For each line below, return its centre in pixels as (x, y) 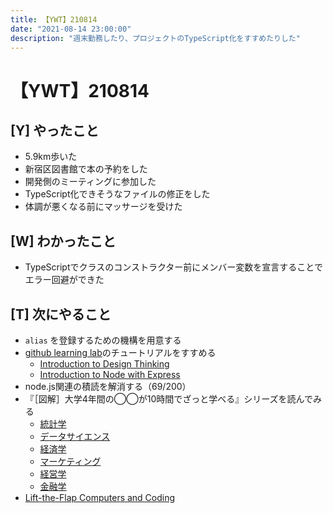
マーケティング (70, 461)
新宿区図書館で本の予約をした (86, 169)
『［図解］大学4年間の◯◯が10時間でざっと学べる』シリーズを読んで (168, 399)
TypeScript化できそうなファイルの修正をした (117, 194)
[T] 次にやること (61, 314)
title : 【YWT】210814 (54, 19)
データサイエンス (75, 436)
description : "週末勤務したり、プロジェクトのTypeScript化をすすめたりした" (155, 38)
